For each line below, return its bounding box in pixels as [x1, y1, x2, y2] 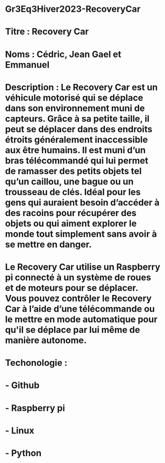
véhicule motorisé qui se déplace [5, 92, 144, 103]
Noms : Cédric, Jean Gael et [5, 48, 122, 60]
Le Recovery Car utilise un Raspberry [5, 261, 161, 272]
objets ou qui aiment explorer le [5, 218, 137, 229]
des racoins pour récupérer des [5, 207, 137, 218]
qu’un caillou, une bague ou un [5, 176, 134, 187]
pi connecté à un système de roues [5, 272, 151, 283]
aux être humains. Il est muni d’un [5, 144, 146, 156]
